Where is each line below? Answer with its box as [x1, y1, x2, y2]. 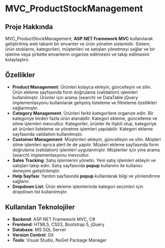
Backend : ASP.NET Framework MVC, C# [12, 216, 95, 222]
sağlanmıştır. [12, 105, 39, 111]
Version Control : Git [12, 232, 54, 238]
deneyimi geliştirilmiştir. [12, 168, 61, 174]
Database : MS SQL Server [12, 226, 67, 232]
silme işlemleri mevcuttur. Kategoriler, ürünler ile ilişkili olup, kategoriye [12, 120, 157, 126]
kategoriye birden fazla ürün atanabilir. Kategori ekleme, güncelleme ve [12, 115, 158, 121]
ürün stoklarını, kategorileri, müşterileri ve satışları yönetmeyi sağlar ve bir [5, 46, 156, 52]
